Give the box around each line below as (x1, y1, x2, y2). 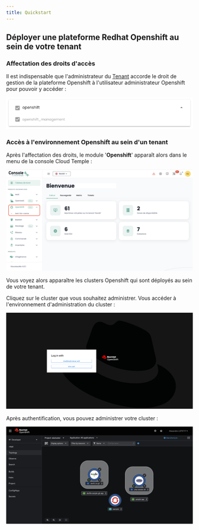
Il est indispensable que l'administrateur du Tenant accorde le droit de (6, 73, 176, 80)
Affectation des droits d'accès (6, 59, 96, 68)
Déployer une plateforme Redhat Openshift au (6, 33, 179, 43)
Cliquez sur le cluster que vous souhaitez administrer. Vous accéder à (6, 294, 176, 302)
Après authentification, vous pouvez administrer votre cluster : (6, 414, 159, 421)
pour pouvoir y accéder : (6, 85, 67, 93)
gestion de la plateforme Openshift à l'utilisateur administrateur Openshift (6, 79, 185, 86)
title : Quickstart (6, 9, 52, 15)
